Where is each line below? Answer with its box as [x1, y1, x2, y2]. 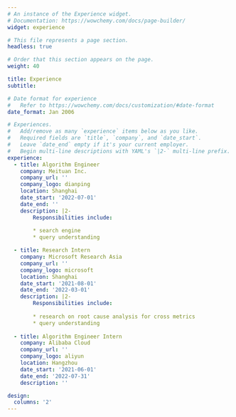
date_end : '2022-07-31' [20, 372, 91, 380]
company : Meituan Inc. [20, 168, 87, 175]
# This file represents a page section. [7, 36, 129, 43]
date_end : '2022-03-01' [20, 287, 91, 294]
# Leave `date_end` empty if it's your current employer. [7, 141, 190, 148]
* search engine [33, 227, 81, 235]
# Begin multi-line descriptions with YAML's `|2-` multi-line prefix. [7, 148, 231, 155]
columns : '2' [14, 398, 53, 406]
